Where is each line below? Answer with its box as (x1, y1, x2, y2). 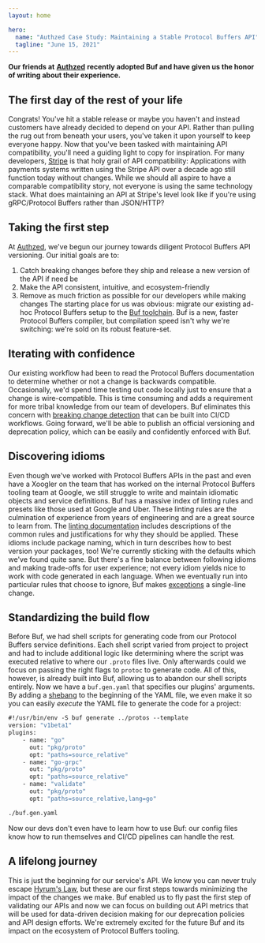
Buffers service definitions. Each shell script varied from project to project (8, 640, 248, 649)
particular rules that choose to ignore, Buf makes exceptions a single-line (8, 579, 246, 589)
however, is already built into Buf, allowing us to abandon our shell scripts (8, 674, 247, 683)
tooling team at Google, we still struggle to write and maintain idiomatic (8, 487, 239, 497)
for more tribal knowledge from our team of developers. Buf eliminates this (8, 402, 251, 411)
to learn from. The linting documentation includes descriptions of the (8, 521, 232, 530)
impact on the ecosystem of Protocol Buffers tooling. (8, 926, 180, 935)
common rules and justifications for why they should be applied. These (8, 530, 239, 539)
